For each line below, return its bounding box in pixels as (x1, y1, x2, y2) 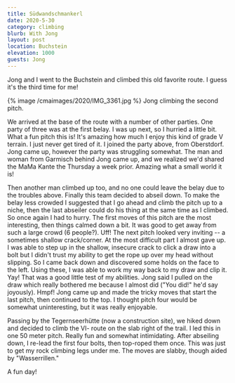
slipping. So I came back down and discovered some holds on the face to (7, 258, 220, 266)
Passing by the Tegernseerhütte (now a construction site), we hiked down (7, 316, 221, 325)
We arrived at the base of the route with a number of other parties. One (7, 117, 213, 126)
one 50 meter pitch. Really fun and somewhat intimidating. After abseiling (7, 331, 220, 339)
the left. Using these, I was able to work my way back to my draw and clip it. (7, 265, 227, 274)
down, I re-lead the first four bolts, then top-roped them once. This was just (7, 339, 226, 347)
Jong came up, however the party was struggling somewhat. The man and (7, 147, 222, 155)
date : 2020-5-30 (7, 17, 55, 24)
